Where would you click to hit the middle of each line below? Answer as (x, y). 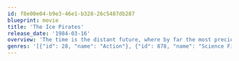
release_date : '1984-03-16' (49, 33)
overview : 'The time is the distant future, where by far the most (110, 40)
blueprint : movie (33, 20)
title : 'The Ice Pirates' (46, 27)
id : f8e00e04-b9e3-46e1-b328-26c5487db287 (71, 14)
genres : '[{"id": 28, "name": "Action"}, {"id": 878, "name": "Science (116, 46)
